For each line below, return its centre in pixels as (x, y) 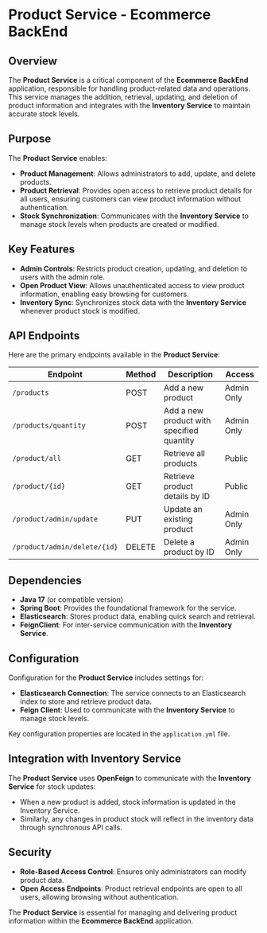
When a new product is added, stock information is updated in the (128, 802)
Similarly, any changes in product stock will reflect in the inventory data (137, 818)
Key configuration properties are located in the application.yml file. (119, 734)
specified (181, 431)
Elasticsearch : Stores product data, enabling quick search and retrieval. (137, 617)
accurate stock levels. (44, 114)
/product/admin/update (55, 519)
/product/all (37, 459)
